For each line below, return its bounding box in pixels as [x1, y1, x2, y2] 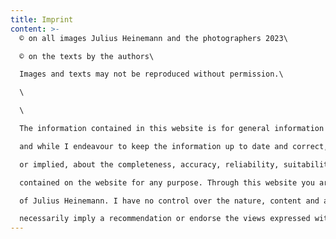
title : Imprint [10, 14, 74, 25]
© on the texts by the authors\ [19, 51, 155, 61]
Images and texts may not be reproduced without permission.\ [19, 69, 284, 80]
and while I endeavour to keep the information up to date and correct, [19, 141, 329, 151]
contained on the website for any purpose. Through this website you [19, 177, 315, 188]
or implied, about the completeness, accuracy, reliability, [19, 159, 280, 170]
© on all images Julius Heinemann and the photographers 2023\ [19, 33, 288, 43]
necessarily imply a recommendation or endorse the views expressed [19, 214, 311, 224]
